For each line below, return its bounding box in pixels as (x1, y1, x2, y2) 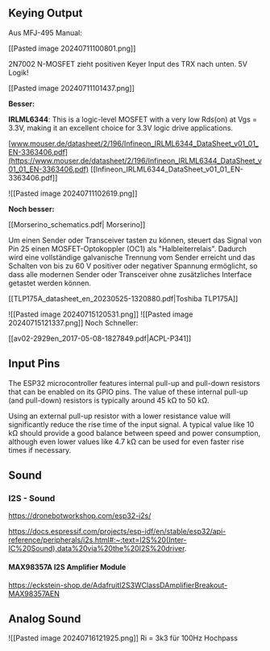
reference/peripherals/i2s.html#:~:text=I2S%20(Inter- (8, 535, 187, 545)
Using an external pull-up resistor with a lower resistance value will (8, 411, 231, 421)
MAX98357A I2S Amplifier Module (8, 562, 127, 571)
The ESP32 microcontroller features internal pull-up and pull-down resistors (8, 378, 260, 388)
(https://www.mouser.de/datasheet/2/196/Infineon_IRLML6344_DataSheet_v (8, 155, 262, 165)
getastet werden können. (8, 278, 91, 288)
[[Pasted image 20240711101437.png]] (8, 83, 135, 93)
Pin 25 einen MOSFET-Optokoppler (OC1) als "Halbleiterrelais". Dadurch (8, 243, 247, 253)
